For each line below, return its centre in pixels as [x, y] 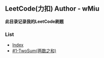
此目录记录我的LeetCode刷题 [34, 21]
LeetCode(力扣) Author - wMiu [52, 9]
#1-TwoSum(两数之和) [34, 51]
